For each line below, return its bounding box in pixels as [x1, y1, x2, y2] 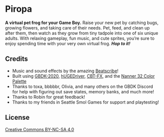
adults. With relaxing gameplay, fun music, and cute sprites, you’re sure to [5, 35, 155, 41]
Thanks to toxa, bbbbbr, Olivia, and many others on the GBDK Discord [12, 83, 153, 89]
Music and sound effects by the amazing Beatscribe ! [12, 68, 119, 74]
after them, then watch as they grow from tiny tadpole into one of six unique [5, 30, 158, 36]
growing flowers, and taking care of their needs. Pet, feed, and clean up [5, 25, 150, 30]
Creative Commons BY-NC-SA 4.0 [5, 126, 74, 132]
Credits [5, 55, 28, 63]
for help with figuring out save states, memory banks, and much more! [12, 88, 154, 94]
